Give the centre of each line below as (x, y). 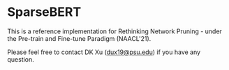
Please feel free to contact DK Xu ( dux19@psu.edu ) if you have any (104, 52)
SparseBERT (44, 12)
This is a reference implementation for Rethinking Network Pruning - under (114, 31)
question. (21, 59)
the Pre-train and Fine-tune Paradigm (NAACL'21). (79, 38)
